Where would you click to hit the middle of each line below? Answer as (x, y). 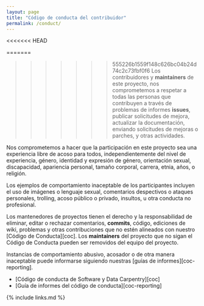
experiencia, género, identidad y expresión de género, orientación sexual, (99, 161)
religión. (16, 173)
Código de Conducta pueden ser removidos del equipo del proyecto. (93, 242)
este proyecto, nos (136, 84)
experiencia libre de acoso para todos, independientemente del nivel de (96, 154)
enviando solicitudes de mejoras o (155, 129)
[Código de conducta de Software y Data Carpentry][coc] (87, 279)
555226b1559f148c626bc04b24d (154, 64)
